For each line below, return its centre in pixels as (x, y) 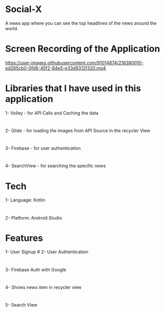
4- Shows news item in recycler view (44, 287)
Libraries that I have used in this (73, 88)
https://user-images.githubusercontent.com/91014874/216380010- (74, 63)
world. (12, 28)
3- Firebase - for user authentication (43, 148)
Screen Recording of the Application (82, 49)
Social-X (24, 9)
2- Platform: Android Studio (34, 218)
